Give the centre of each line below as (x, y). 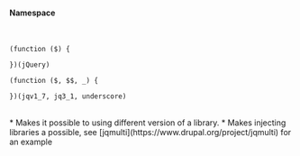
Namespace (32, 13)
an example (31, 142)
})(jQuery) (30, 65)
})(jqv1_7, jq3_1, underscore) (68, 96)
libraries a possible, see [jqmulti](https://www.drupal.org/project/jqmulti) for (150, 133)
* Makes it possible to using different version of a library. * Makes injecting (148, 123)
